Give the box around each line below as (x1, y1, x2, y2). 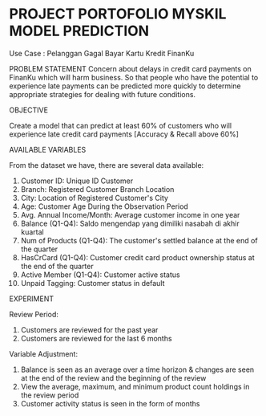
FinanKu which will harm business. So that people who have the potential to (9, 72, 259, 82)
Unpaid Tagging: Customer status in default (20, 278, 165, 288)
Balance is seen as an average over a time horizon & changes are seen (20, 365, 255, 374)
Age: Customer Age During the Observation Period (20, 202, 189, 211)
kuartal (20, 226, 45, 237)
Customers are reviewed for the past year (20, 324, 159, 334)
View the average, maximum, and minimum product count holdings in (20, 381, 250, 391)
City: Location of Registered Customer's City (20, 193, 169, 202)
